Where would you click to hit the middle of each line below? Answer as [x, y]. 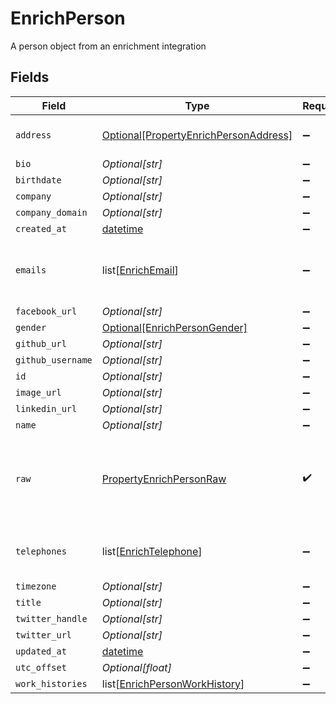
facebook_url [46, 311]
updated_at [41, 651]
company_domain [51, 212]
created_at [41, 228]
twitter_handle [51, 618]
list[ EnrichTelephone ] [152, 551]
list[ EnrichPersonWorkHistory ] [173, 684]
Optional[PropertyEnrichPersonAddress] [197, 135]
